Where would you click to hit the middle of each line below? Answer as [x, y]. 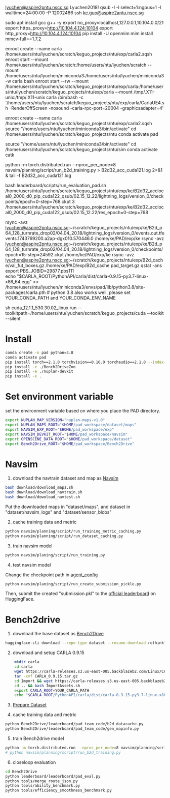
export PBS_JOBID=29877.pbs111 [40, 271]
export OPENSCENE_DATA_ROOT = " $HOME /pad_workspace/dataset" [69, 439]
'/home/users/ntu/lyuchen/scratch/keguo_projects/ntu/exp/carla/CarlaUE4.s [85, 103]
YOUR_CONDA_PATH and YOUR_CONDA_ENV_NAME [61, 298]
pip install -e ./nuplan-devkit [39, 372]
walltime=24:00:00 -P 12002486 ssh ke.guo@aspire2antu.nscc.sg [75, 13]
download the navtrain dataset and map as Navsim [66, 478]
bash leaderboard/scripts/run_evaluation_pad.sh [56, 185]
